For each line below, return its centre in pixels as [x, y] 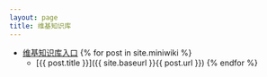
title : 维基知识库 [40, 26]
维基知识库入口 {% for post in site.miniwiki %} [107, 52]
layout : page [34, 17]
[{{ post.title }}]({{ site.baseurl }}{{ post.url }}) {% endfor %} [147, 63]
